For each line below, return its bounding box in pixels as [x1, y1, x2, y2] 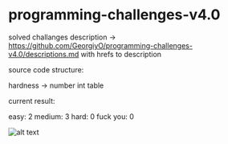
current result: [8, 96, 55, 105]
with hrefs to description [80, 49, 162, 59]
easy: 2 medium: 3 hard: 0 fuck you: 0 [8, 111, 134, 121]
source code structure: [8, 64, 84, 74]
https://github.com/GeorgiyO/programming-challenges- [8, 40, 193, 50]
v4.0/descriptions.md [8, 49, 79, 59]
